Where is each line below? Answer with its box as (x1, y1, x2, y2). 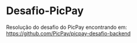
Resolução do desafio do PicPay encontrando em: (6, 24, 128, 31)
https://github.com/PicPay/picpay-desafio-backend (6, 29, 131, 37)
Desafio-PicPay (6, 4, 84, 18)
